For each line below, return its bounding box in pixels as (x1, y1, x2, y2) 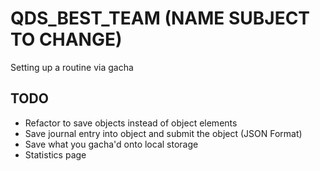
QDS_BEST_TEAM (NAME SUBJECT (10, 7, 311, 30)
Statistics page (24, 148, 87, 161)
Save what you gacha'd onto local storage (24, 138, 199, 150)
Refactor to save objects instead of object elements (24, 117, 238, 129)
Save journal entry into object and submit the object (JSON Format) (24, 127, 303, 139)
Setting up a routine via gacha (10, 61, 134, 73)
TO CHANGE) (10, 28, 123, 51)
